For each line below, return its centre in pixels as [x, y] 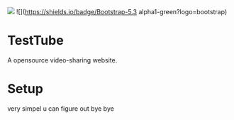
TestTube [35, 41]
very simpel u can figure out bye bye [61, 108]
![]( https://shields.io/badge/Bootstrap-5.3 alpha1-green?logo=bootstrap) [122, 12]
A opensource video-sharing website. [62, 60]
